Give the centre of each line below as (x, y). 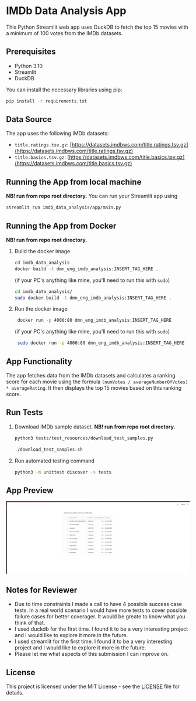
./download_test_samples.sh (48, 450)
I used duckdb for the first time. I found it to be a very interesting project (101, 629)
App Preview (30, 490)
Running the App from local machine (74, 182)
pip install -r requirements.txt (47, 101)
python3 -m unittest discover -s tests (63, 472)
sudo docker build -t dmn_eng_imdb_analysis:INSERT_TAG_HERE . (93, 298)
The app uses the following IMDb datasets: (57, 134)
